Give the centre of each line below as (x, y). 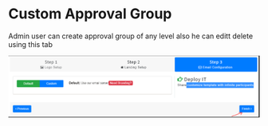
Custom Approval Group (90, 14)
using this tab (31, 44)
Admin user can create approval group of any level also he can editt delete (131, 36)
